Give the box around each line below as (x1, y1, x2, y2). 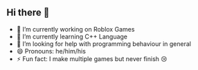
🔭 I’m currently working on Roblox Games (16, 25, 135, 33)
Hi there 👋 (6, 7, 50, 19)
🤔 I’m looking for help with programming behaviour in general (16, 39, 192, 48)
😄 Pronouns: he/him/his (16, 47, 86, 55)
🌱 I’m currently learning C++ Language (16, 32, 128, 40)
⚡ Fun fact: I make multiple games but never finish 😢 (16, 54, 168, 62)
